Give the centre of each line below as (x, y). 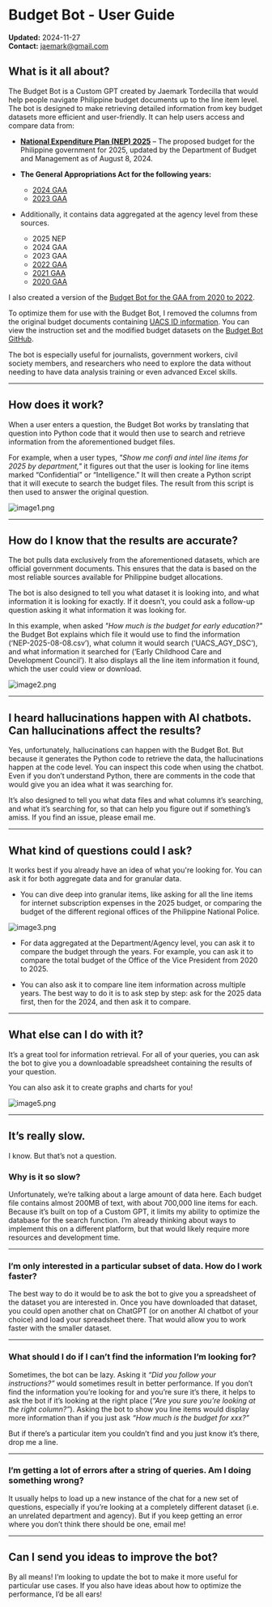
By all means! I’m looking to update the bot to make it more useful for (123, 1577)
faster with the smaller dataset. (60, 1328)
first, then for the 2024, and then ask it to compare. (106, 1002)
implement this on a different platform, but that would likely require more (129, 1228)
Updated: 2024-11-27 (45, 37)
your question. (32, 1071)
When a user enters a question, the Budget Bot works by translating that (129, 424)
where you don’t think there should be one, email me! (97, 1524)
